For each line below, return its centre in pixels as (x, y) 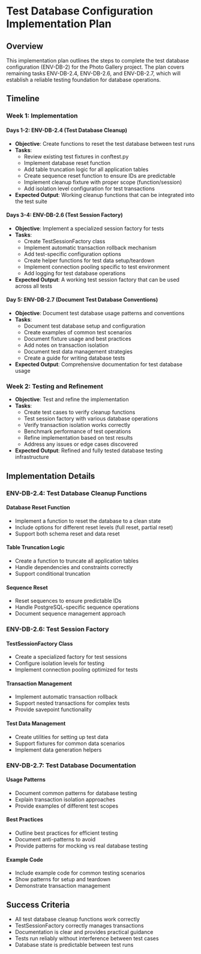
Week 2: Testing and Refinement (55, 386)
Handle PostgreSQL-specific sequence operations (77, 607)
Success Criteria (38, 905)
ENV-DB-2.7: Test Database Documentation (71, 765)
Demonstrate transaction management (62, 886)
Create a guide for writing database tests (74, 358)
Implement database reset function (67, 163)
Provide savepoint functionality (53, 709)
